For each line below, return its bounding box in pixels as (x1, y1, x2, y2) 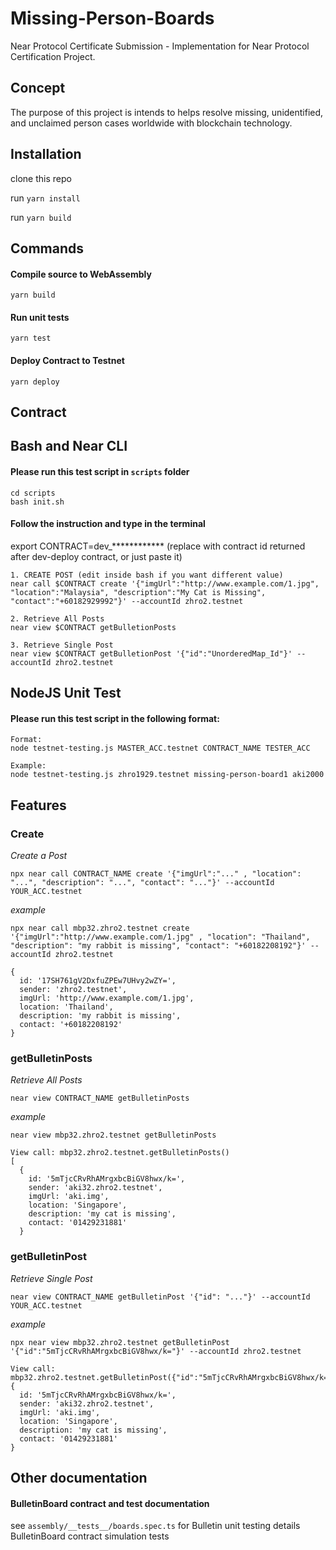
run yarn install (10, 192, 81, 204)
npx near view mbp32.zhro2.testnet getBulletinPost (10, 1337, 230, 1347)
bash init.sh (10, 497, 65, 507)
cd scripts (10, 488, 56, 498)
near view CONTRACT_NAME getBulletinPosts (10, 1093, 190, 1104)
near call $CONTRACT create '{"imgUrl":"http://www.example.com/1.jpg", (10, 578, 320, 589)
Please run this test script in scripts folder (10, 465, 190, 477)
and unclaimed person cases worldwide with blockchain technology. (10, 117, 293, 129)
